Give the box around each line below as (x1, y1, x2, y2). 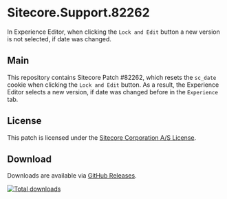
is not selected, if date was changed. (7, 34, 112, 43)
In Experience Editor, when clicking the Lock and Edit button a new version (7, 28, 220, 36)
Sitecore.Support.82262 (7, 5, 150, 21)
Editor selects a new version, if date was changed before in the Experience (7, 87, 219, 96)
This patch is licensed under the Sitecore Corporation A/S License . (7, 133, 197, 142)
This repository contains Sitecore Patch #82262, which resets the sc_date (7, 73, 217, 81)
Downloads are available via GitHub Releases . (7, 171, 137, 180)
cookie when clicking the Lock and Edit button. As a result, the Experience (7, 81, 219, 89)
